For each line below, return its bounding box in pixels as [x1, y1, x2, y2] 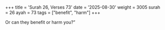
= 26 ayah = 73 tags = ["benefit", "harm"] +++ [5, 9, 101, 15]
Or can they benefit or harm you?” [5, 19, 75, 25]
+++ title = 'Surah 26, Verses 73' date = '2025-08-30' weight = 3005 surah [5, 4, 160, 10]
